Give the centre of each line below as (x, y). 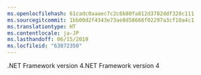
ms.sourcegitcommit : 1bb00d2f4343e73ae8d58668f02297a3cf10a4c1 (101, 20)
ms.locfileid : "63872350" (45, 46)
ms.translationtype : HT (42, 26)
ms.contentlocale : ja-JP (43, 33)
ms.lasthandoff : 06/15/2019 (48, 40)
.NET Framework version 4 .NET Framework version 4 (83, 66)
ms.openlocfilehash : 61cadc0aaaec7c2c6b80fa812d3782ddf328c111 (101, 14)
